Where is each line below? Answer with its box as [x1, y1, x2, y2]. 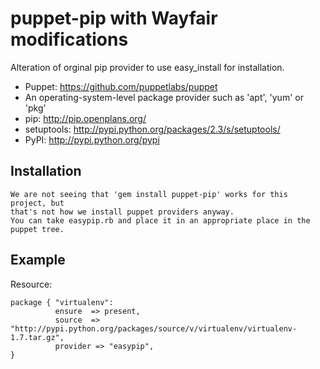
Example [10, 252, 66, 269]
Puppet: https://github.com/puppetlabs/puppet [24, 80, 218, 92]
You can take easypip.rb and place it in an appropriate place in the [10, 215, 311, 226]
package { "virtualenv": [10, 297, 114, 307]
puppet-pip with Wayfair [10, 7, 218, 30]
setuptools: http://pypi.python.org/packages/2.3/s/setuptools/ [24, 123, 281, 135]
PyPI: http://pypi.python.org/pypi [24, 133, 160, 146]
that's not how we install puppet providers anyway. [10, 207, 235, 217]
